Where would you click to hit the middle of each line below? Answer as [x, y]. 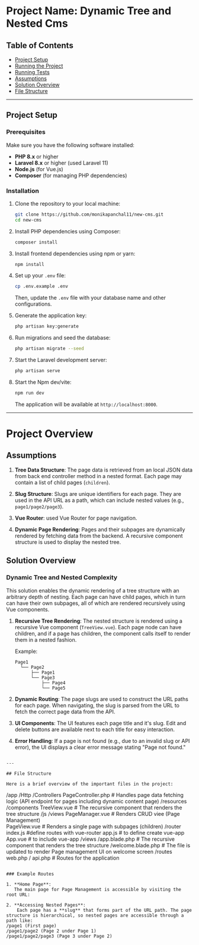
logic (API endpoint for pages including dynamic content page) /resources [97, 801]
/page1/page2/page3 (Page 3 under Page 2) [59, 936]
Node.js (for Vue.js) [39, 169]
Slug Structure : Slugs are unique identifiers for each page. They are [98, 494]
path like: [20, 920]
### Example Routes [30, 874]
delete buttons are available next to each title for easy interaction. [95, 729]
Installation [23, 191]
